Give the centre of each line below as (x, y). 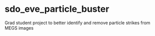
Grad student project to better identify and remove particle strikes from (77, 23)
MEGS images (19, 28)
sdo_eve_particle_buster (57, 9)
